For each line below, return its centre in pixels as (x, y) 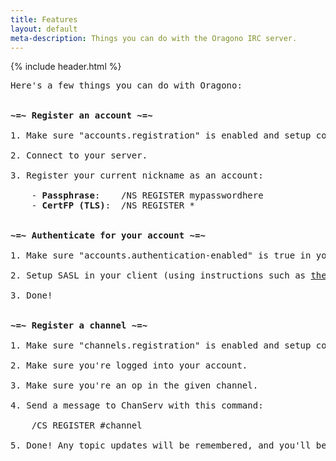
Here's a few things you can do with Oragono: (126, 85)
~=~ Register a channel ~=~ (79, 325)
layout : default (44, 29)
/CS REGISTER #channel (87, 425)
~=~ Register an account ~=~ (81, 115)
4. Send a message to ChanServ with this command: (137, 405)
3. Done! (31, 295)
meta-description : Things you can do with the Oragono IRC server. (154, 38)
